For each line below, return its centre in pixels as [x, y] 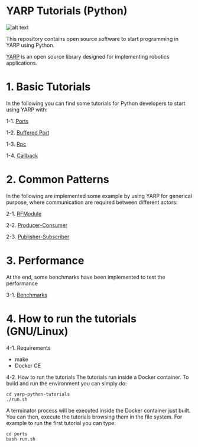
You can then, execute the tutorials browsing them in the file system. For [94, 417]
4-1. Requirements [29, 347]
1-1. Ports [17, 121]
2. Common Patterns [58, 180]
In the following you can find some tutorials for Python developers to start [96, 103]
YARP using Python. [30, 45]
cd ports [17, 434]
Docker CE [28, 365]
